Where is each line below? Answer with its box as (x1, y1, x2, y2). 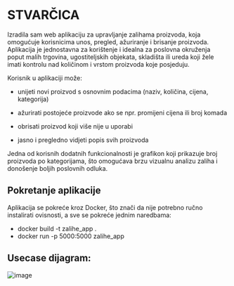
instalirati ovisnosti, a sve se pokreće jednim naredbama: (7, 211, 172, 219)
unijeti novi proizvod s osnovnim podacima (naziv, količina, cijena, (17, 87, 209, 96)
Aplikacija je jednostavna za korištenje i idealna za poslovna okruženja (7, 45, 211, 53)
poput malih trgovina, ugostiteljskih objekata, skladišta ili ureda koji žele (7, 53, 214, 61)
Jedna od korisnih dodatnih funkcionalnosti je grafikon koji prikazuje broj (7, 149, 218, 157)
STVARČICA (7, 7, 80, 23)
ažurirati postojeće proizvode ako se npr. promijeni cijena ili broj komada (17, 108, 227, 117)
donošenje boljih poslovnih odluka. (7, 164, 108, 172)
